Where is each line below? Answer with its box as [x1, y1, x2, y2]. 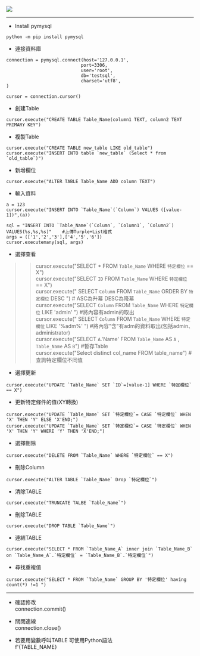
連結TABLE [14, 534, 42, 541]
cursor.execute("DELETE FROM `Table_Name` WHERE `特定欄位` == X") [6, 453, 174, 459]
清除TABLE [14, 488, 42, 495]
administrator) [35, 329, 70, 336]
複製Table [14, 133, 39, 140]
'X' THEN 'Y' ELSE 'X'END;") [6, 417, 79, 423]
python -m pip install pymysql [6, 34, 84, 40]
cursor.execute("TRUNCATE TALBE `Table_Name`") [6, 500, 127, 506]
